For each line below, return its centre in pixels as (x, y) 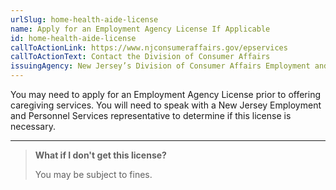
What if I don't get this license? (100, 155)
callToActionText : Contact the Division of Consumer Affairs (140, 57)
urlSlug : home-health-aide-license (84, 19)
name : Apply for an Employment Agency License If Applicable (140, 29)
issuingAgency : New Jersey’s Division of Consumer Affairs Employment (160, 66)
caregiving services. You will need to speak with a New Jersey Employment (166, 105)
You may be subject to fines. (93, 174)
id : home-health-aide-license (73, 38)
